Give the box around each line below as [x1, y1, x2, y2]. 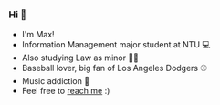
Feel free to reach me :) [21, 86, 110, 97]
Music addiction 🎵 [21, 76, 90, 87]
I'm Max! [21, 29, 56, 40]
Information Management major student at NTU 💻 [21, 39, 211, 50]
